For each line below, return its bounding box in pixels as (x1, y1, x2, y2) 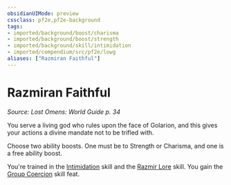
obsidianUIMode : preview (7, 10, 79, 17)
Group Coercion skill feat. (7, 170, 80, 178)
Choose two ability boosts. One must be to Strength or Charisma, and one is (7, 142, 224, 150)
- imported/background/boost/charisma (7, 29, 119, 37)
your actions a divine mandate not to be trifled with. (7, 128, 154, 137)
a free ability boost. (7, 149, 62, 157)
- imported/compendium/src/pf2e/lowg (7, 49, 116, 56)
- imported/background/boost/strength (7, 36, 119, 43)
